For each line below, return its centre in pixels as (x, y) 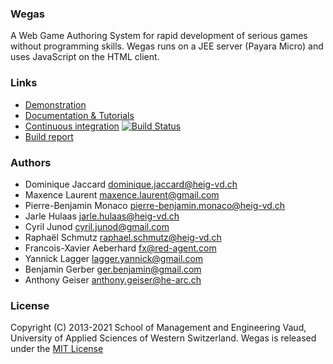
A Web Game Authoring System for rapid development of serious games (159, 36)
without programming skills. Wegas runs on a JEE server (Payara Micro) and (167, 46)
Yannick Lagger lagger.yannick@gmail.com (114, 258)
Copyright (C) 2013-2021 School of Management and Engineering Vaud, (158, 328)
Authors (31, 162)
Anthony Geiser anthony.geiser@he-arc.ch (113, 279)
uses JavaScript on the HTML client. (85, 57)
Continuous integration (72, 126)
